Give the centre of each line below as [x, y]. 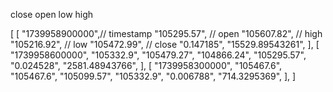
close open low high [52, 14]
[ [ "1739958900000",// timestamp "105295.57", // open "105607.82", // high [166, 33]
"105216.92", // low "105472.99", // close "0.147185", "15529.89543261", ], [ [165, 44]
